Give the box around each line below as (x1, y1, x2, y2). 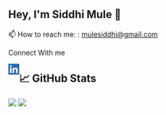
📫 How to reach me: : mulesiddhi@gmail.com (8, 29, 158, 39)
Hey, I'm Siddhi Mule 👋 (8, 8, 122, 21)
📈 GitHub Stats (18, 72, 97, 86)
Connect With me (8, 48, 66, 57)
